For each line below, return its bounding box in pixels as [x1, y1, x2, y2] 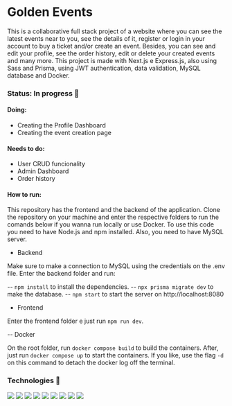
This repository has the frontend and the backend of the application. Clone [7, 206, 220, 214]
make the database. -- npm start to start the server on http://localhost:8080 [7, 290, 224, 299]
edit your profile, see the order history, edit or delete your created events [7, 49, 215, 58]
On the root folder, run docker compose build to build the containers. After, [7, 344, 219, 352]
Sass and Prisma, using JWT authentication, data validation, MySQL [7, 64, 201, 72]
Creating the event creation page [17, 129, 112, 137]
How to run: [7, 190, 42, 198]
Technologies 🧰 [7, 376, 61, 385]
